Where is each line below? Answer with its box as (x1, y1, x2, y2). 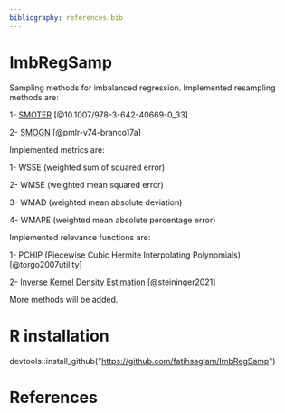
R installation (9, 325, 110, 346)
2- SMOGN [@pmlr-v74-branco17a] (9, 127, 142, 137)
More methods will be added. (9, 294, 119, 305)
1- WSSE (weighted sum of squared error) (9, 162, 166, 173)
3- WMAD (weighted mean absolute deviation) (9, 196, 183, 208)
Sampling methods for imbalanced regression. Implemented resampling (9, 82, 276, 93)
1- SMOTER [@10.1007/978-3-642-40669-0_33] (9, 109, 188, 120)
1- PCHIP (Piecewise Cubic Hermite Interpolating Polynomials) (9, 249, 242, 260)
